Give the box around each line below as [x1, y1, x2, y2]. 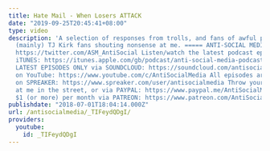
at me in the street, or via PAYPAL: [15, 85, 142, 94]
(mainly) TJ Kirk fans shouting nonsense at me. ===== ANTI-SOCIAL [15, 42, 247, 50]
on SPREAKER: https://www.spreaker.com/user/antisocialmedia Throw [15, 78, 247, 86]
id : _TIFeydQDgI [22, 130, 78, 138]
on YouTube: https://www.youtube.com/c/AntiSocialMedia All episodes [15, 71, 253, 79]
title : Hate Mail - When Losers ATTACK [8, 11, 142, 20]
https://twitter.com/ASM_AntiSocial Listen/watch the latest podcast [15, 49, 253, 57]
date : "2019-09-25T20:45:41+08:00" [8, 19, 128, 27]
